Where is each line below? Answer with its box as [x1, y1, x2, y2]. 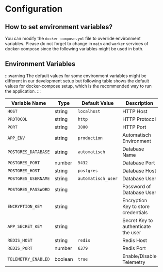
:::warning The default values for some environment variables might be [5, 73, 147, 79]
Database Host [122, 167, 156, 174]
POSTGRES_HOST [7, 168, 40, 173]
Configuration [5, 3, 63, 15]
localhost [77, 108, 100, 114]
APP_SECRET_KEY [7, 224, 43, 229]
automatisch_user [77, 176, 118, 181]
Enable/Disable [122, 253, 157, 259]
